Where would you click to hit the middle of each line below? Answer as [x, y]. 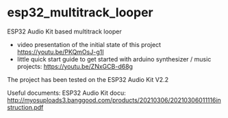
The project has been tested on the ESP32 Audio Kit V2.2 [88, 79]
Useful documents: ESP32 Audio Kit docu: [67, 93]
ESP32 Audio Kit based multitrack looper [64, 31]
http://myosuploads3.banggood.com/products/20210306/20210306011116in [114, 100]
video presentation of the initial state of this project [89, 44]
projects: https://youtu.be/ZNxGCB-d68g [75, 66]
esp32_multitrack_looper [80, 13]
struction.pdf [25, 107]
